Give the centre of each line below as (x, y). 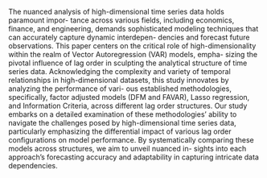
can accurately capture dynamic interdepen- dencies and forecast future (129, 37)
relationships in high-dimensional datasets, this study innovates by (119, 80)
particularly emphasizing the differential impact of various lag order (120, 131)
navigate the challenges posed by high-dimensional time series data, (123, 123)
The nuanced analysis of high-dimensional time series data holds (117, 12)
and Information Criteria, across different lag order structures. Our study (128, 106)
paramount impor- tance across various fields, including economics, (121, 20)
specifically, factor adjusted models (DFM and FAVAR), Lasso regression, (129, 97)
